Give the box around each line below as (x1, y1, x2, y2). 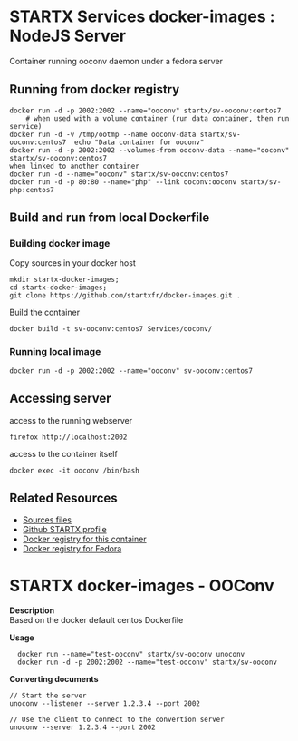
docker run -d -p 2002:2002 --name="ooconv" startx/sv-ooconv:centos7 (9, 106, 282, 115)
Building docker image (9, 238, 111, 250)
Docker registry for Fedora (22, 543, 122, 554)
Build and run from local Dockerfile (9, 210, 210, 226)
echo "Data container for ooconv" (73, 138, 205, 147)
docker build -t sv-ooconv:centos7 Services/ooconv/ (9, 325, 213, 334)
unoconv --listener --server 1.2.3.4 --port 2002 (9, 699, 201, 708)
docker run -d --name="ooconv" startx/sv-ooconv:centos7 (9, 170, 229, 179)
